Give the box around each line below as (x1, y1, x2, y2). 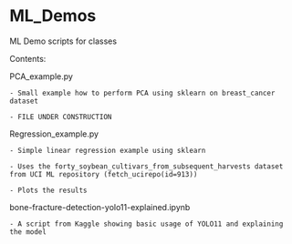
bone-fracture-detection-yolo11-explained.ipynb (9, 201, 191, 212)
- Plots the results (9, 186, 89, 195)
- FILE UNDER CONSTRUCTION (9, 112, 112, 121)
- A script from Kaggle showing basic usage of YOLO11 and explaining (9, 219, 284, 229)
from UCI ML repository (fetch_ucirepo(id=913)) (9, 169, 198, 178)
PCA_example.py (9, 70, 73, 82)
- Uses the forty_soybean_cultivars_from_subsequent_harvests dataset (9, 161, 284, 171)
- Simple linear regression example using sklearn (9, 146, 206, 155)
